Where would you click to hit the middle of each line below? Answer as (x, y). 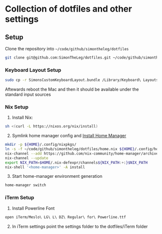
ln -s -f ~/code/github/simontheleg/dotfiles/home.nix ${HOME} (70, 149)
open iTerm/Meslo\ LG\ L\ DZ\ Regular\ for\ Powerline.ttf (66, 217)
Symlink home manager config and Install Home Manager (69, 136)
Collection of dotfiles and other (68, 9)
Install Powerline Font (33, 208)
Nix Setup (17, 107)
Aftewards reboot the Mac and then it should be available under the (72, 89)
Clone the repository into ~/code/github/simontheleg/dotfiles (67, 49)
